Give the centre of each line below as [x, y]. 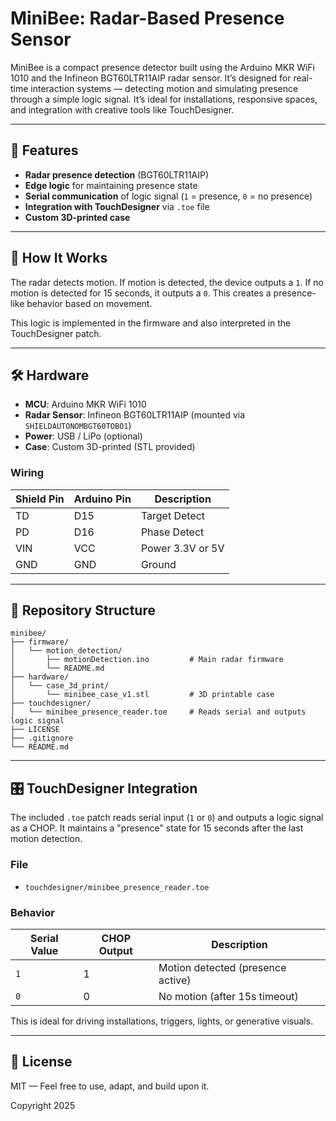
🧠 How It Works [59, 258]
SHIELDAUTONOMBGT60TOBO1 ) [78, 426]
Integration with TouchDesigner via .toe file [117, 206]
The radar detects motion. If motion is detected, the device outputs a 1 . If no [167, 282]
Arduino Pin [102, 499]
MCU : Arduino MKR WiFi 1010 [85, 404]
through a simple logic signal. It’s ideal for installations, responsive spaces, [164, 99]
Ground [158, 564]
